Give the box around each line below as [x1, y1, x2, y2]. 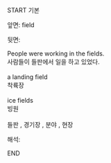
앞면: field [7, 21, 35, 29]
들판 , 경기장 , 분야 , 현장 [7, 121, 74, 128]
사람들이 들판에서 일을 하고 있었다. [7, 58, 100, 66]
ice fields [7, 96, 33, 104]
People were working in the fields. [7, 49, 105, 58]
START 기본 [7, 6, 40, 14]
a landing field [7, 73, 48, 81]
